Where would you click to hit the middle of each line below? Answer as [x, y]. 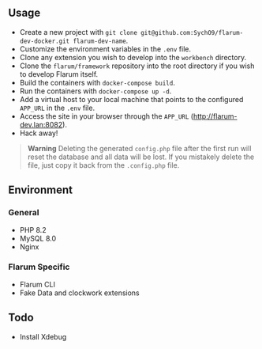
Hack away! [39, 133]
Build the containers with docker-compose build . [97, 82]
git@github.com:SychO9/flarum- [192, 32]
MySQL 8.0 [38, 238]
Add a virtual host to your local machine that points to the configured [131, 99]
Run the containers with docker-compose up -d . [95, 91]
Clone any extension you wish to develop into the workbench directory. [133, 57]
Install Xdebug [43, 336]
